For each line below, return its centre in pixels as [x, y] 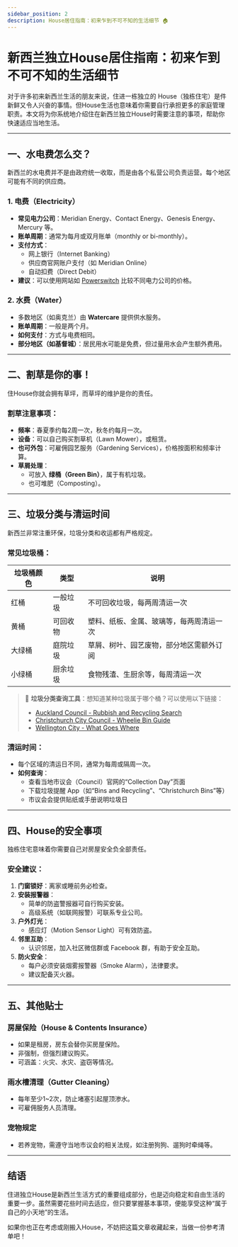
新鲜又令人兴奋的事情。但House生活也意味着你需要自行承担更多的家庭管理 [116, 105]
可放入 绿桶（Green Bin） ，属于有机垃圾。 [89, 474]
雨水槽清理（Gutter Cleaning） [61, 1083]
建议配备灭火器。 [53, 974]
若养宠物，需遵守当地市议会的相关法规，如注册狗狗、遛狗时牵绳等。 [117, 1144]
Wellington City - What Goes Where [87, 728]
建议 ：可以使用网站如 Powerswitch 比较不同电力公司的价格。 [107, 280]
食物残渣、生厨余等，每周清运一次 [144, 675]
